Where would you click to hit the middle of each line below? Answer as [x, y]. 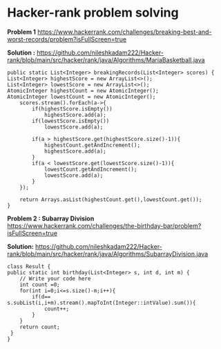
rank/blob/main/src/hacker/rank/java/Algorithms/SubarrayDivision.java [108, 254]
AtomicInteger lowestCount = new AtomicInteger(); [81, 97]
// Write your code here [55, 279]
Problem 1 [22, 32]
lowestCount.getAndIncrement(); [90, 169]
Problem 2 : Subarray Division [51, 218]
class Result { [29, 266]
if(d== [41, 296]
